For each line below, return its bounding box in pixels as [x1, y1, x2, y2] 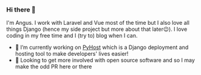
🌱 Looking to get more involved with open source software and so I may [15, 57, 196, 64]
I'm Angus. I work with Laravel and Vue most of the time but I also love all [6, 19, 190, 27]
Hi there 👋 [6, 5, 36, 14]
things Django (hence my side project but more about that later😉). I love [6, 25, 188, 33]
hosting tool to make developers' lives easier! [15, 50, 129, 57]
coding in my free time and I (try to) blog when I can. [6, 32, 138, 39]
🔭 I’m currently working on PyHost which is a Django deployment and [15, 44, 189, 51]
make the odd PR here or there [15, 63, 92, 70]
